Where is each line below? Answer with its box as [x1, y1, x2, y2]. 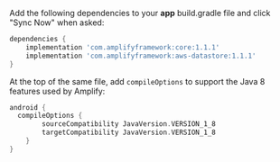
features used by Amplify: [9, 85, 106, 96]
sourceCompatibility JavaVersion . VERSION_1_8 [42, 120, 217, 129]
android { [9, 103, 47, 112]
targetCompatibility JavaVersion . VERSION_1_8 [42, 128, 217, 138]
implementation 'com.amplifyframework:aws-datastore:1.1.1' [25, 51, 257, 60]
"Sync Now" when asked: [9, 17, 105, 28]
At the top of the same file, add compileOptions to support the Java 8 [9, 76, 266, 86]
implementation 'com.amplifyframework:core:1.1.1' [25, 42, 220, 52]
